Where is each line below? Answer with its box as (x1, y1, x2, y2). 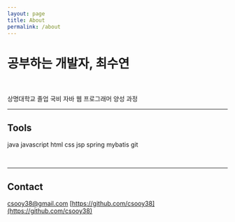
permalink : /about (7, 23, 61, 30)
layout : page (7, 10, 45, 17)
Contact (7, 181, 43, 193)
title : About (7, 17, 45, 24)
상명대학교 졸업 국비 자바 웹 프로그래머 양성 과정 (7, 95, 138, 103)
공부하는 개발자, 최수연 (7, 55, 130, 71)
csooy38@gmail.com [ (7, 199, 72, 207)
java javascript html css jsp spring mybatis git (7, 140, 138, 149)
